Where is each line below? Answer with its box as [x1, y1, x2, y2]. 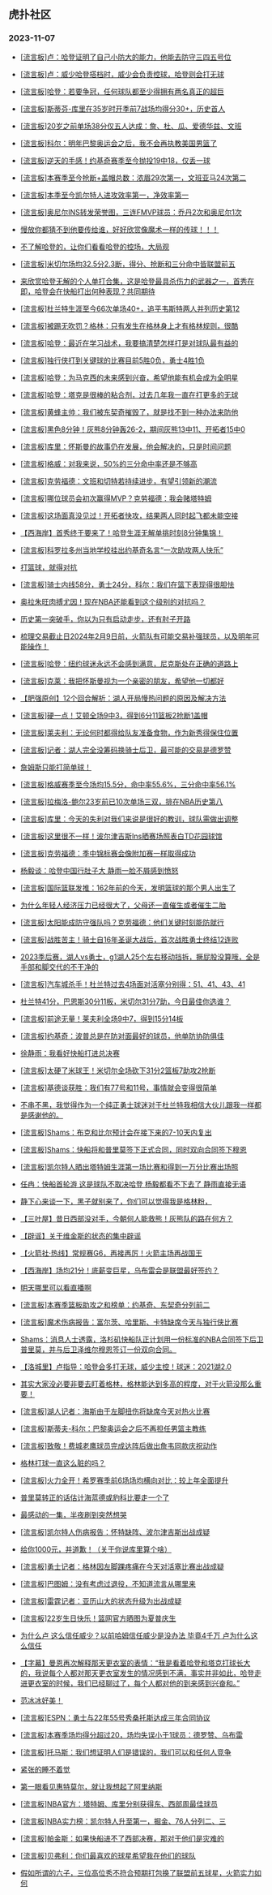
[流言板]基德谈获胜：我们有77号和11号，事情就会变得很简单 [19, 1083, 217, 1092]
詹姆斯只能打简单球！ [19, 762, 91, 772]
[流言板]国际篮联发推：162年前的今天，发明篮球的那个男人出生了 [19, 883, 236, 893]
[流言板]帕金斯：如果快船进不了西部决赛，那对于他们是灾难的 [19, 1833, 225, 1843]
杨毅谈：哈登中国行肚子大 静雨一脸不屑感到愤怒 [19, 865, 179, 875]
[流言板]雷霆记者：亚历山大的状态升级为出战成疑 [19, 1596, 182, 1605]
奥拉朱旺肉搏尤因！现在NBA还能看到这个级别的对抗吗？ [19, 596, 206, 606]
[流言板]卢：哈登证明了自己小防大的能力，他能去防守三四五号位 [19, 52, 232, 62]
